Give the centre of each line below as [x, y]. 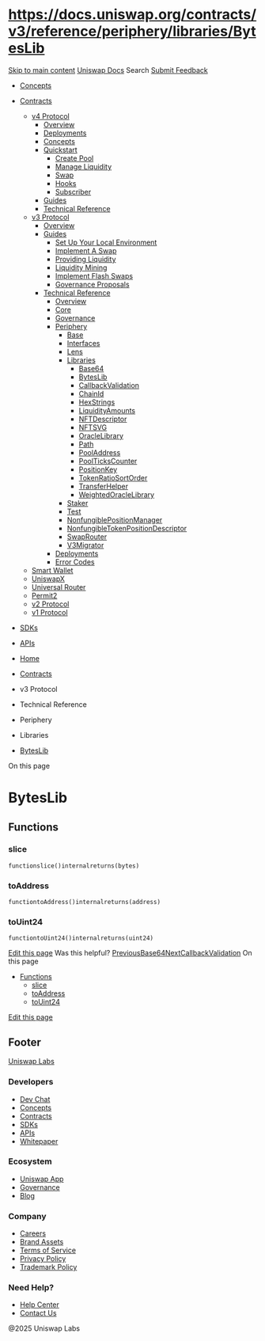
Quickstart [60, 150]
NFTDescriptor [103, 419]
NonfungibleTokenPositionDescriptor [127, 528]
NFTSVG [93, 427]
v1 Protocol [50, 612]
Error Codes [75, 562]
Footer [25, 1042]
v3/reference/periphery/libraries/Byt [132, 31]
